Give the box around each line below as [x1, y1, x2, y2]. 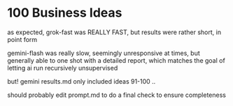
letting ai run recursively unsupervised [7, 63, 118, 72]
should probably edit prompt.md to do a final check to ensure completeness [7, 91, 226, 99]
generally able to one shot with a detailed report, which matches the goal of [7, 56, 225, 64]
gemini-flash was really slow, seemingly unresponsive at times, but [7, 49, 201, 57]
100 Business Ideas [7, 5, 122, 21]
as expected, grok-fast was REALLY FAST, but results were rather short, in [7, 28, 222, 36]
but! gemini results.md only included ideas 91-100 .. [7, 77, 156, 85]
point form [7, 35, 38, 43]
